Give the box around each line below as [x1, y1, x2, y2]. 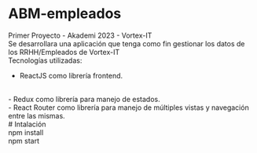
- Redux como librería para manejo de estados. [8, 94, 160, 104]
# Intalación [8, 119, 46, 129]
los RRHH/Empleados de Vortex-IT [8, 47, 120, 56]
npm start [8, 136, 40, 145]
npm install [8, 127, 44, 137]
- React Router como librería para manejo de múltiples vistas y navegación [8, 103, 249, 112]
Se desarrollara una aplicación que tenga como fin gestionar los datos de [8, 38, 245, 48]
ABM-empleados [8, 5, 122, 23]
